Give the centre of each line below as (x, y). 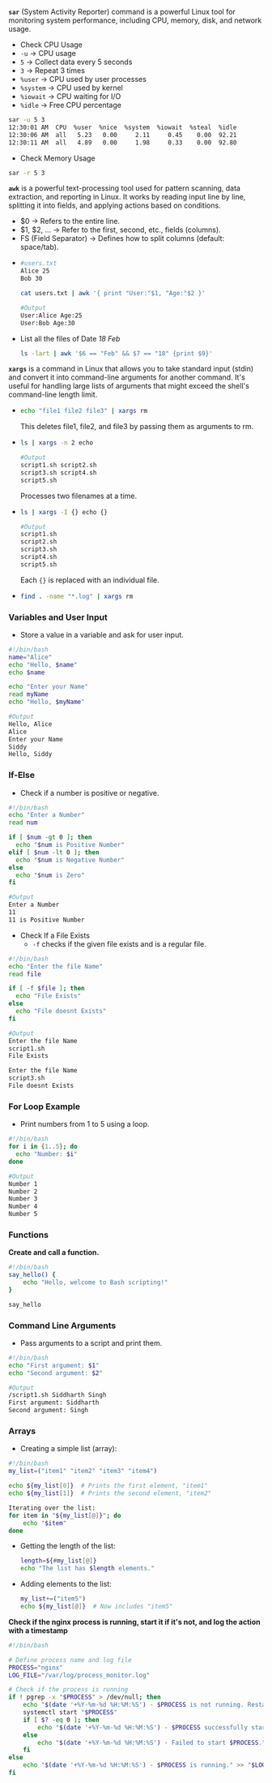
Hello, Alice (30, 724)
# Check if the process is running (68, 1690)
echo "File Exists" (49, 996)
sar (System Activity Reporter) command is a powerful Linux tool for (122, 12)
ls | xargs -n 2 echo (57, 443)
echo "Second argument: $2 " (56, 1373)
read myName (28, 694)
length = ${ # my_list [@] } (58, 1561)
